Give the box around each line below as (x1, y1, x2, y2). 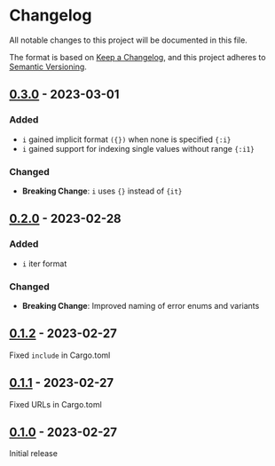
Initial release (9, 448, 58, 459)
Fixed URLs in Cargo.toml (9, 399, 102, 409)
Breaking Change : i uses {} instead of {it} (21, 186, 183, 196)
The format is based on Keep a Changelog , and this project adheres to (9, 51, 266, 62)
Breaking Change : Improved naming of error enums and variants (21, 300, 260, 311)
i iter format (21, 258, 67, 269)
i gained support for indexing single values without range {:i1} (21, 143, 255, 154)
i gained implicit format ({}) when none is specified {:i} (21, 134, 232, 145)
